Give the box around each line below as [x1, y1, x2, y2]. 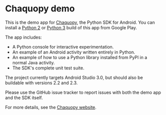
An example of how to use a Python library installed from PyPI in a [12, 54, 148, 60]
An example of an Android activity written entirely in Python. [12, 49, 135, 55]
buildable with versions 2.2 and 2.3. [5, 80, 78, 86]
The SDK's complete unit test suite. [12, 65, 85, 71]
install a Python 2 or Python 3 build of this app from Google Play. [5, 24, 137, 30]
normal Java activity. [12, 59, 55, 65]
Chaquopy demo [5, 3, 75, 14]
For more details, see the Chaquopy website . [5, 104, 97, 110]
